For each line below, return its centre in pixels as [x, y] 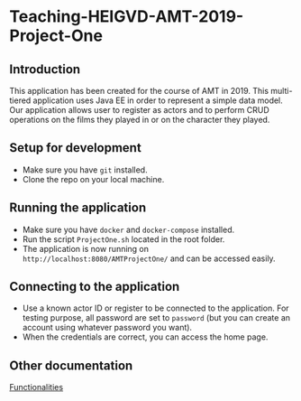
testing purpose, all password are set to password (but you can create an [156, 318]
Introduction [45, 69]
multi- [281, 91]
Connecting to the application [95, 287]
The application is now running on [86, 248]
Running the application [78, 208]
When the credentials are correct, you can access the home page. [145, 337]
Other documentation [71, 365]
